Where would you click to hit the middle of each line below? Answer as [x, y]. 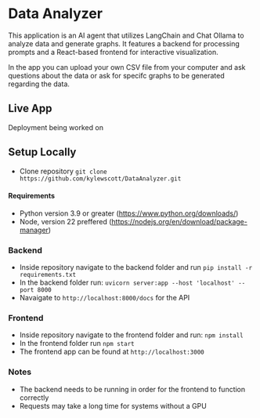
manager [34, 230]
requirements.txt [48, 275]
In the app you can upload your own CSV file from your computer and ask [127, 67]
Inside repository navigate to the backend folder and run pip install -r [136, 267]
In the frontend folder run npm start [77, 343]
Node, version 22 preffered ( [65, 221]
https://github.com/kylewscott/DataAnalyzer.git [100, 178]
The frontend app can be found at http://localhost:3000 [112, 352]
